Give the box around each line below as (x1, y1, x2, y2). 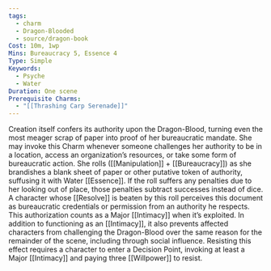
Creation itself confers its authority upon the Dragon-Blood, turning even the (8, 125, 264, 134)
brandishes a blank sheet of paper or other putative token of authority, (8, 167, 243, 177)
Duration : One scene (8, 87, 78, 95)
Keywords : (8, 65, 42, 73)
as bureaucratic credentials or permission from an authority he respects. (8, 201, 250, 211)
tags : (8, 11, 27, 20)
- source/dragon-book (15, 34, 89, 43)
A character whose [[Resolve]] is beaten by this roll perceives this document (8, 193, 264, 203)
